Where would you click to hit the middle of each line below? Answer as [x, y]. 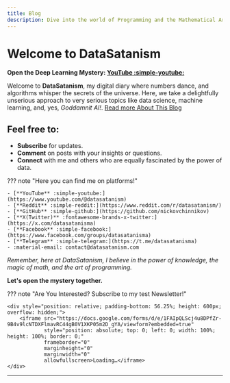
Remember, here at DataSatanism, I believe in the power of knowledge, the [113, 260]
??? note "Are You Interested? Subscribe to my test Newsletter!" [97, 294]
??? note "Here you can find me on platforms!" [73, 181]
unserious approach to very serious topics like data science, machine [105, 101]
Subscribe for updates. [50, 146]
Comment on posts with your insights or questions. [89, 153]
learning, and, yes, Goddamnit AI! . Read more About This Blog [95, 108]
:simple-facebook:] [84, 230]
